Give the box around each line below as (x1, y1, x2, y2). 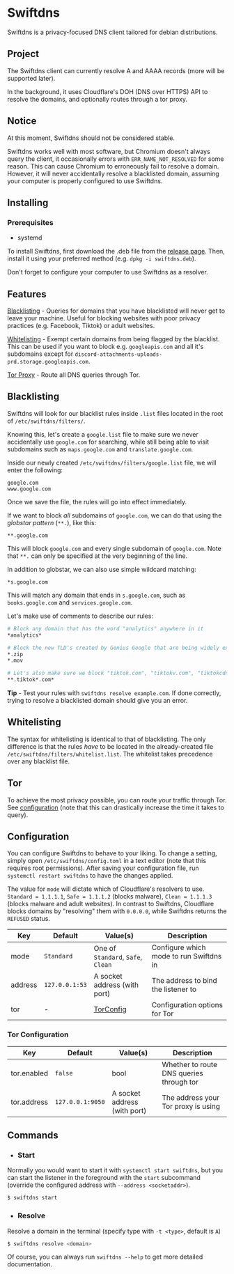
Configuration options (151, 1000, 223, 1010)
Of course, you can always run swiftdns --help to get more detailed (7, 1252, 203, 1261)
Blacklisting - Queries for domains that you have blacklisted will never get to (7, 306, 225, 315)
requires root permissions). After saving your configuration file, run (7, 864, 199, 872)
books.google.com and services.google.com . (7, 598, 133, 607)
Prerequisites (7, 217, 54, 227)
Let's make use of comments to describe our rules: (7, 612, 153, 620)
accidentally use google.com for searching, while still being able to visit (7, 437, 210, 446)
